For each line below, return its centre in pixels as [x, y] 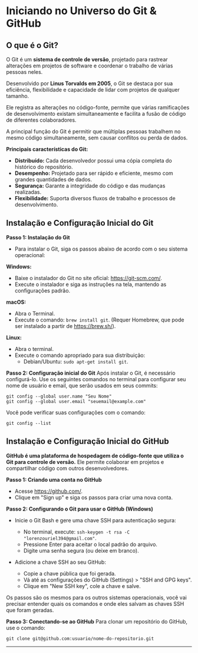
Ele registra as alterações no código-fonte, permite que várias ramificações [98, 107]
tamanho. [18, 96]
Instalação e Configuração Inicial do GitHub [88, 441]
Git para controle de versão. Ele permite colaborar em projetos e [85, 462]
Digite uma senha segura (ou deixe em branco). [81, 550]
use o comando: [26, 628]
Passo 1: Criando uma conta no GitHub [54, 479]
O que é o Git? [32, 45]
